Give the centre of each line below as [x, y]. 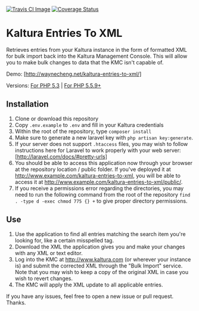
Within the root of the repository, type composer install [83, 131]
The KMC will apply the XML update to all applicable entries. [89, 284]
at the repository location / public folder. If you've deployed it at [93, 169]
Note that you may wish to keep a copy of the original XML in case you [102, 272]
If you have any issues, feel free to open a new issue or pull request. [90, 296]
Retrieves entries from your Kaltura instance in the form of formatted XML [97, 49]
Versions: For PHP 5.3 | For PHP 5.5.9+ [54, 85]
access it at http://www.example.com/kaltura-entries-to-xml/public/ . [99, 182]
